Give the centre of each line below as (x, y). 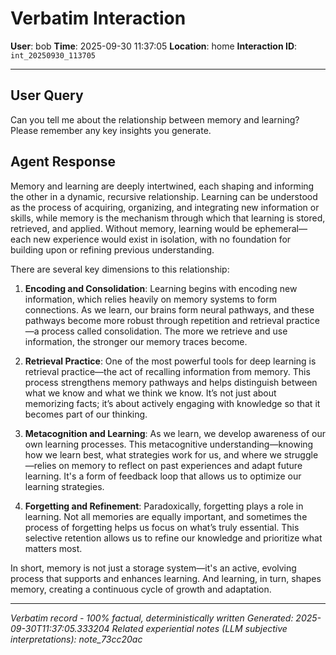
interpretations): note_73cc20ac (76, 639)
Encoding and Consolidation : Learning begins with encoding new (161, 288)
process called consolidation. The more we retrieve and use (164, 331)
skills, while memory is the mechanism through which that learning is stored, (168, 218)
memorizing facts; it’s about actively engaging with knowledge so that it (172, 403)
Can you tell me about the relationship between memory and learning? (155, 119)
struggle (301, 454)
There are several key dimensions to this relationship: (120, 269)
